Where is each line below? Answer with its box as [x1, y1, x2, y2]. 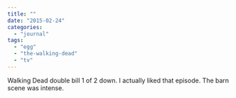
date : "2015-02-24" [7, 17, 65, 24]
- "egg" [14, 43, 37, 50]
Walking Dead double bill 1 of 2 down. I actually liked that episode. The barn [7, 76, 230, 85]
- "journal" [14, 30, 50, 38]
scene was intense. [7, 83, 64, 92]
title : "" [7, 10, 37, 18]
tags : [7, 37, 23, 44]
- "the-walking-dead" [14, 50, 78, 58]
